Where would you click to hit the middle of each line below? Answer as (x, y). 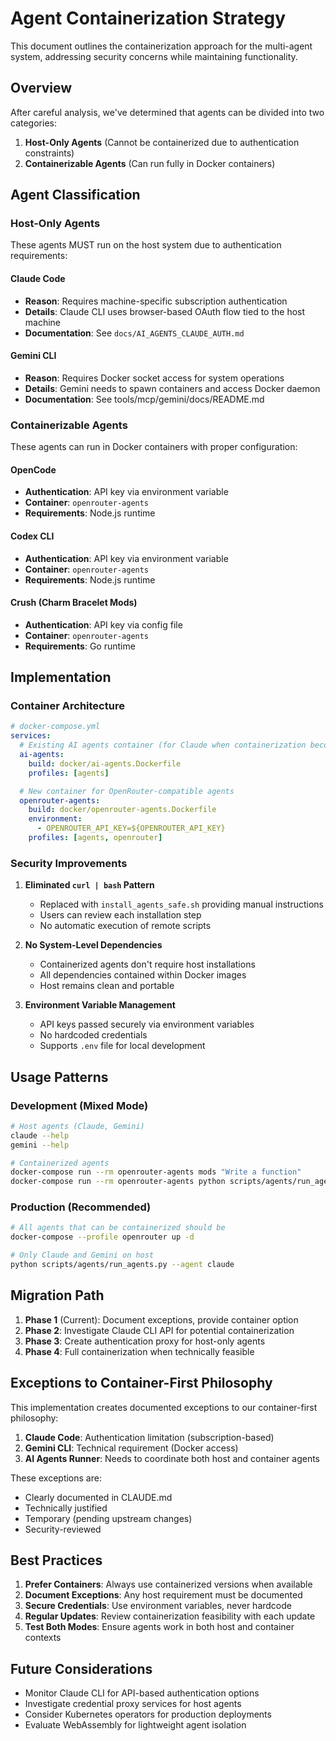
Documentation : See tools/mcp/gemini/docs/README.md (144, 399)
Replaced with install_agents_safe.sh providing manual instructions (181, 904)
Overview (41, 88)
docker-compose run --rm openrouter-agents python (118, 1182)
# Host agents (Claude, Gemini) (77, 1126)
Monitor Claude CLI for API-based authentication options (142, 1693)
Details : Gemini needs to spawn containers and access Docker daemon (172, 388)
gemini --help (40, 1145)
